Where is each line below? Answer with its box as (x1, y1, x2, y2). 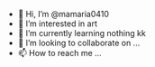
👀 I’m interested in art (17, 18, 97, 29)
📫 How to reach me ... (17, 48, 102, 58)
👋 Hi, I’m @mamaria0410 (17, 9, 110, 19)
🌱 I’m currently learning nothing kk (17, 28, 146, 38)
